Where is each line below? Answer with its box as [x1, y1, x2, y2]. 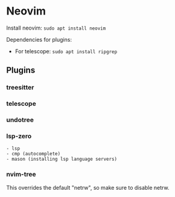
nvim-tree [6, 170, 36, 179]
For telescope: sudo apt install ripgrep [14, 47, 118, 55]
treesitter [6, 83, 34, 92]
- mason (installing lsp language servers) [6, 156, 118, 163]
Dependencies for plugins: [6, 36, 72, 43]
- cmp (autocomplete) [6, 151, 61, 157]
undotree [6, 116, 34, 124]
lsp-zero [6, 132, 32, 140]
